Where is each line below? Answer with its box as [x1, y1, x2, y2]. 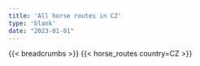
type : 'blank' [8, 19, 57, 27]
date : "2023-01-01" [8, 27, 75, 35]
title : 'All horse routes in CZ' [8, 11, 122, 20]
